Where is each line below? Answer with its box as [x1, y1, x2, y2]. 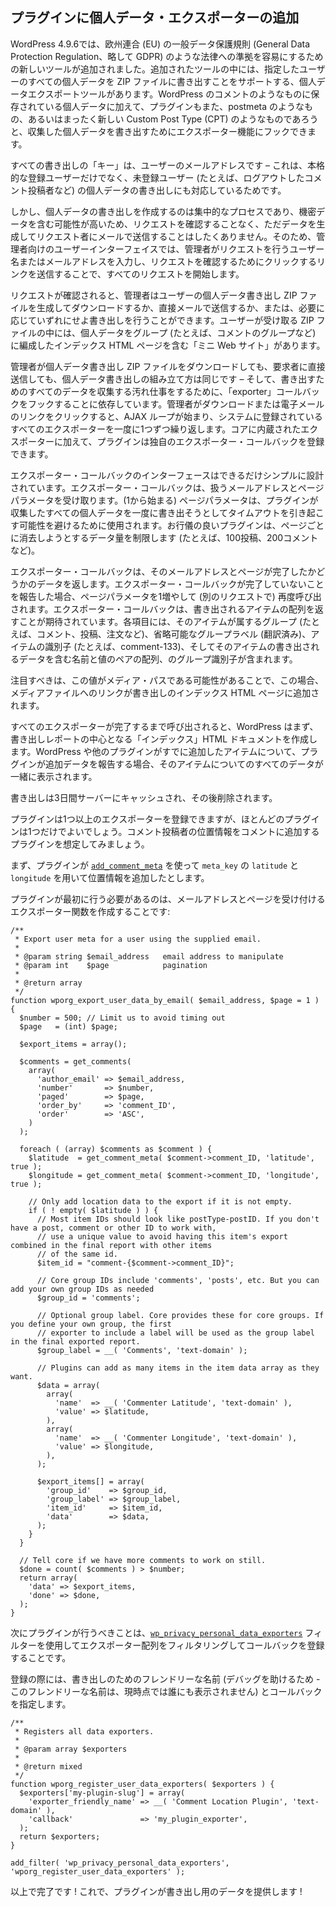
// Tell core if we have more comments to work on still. [19, 1555, 267, 1565]
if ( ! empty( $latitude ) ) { [28, 1205, 159, 1215]
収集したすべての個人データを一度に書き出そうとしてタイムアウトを [10, 506, 290, 518]
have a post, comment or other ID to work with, [10, 1223, 217, 1233]
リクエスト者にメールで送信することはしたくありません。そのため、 [36, 230, 317, 242]
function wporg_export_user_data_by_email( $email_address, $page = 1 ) [10, 995, 320, 1005]
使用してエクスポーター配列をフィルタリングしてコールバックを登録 [44, 1639, 325, 1651]
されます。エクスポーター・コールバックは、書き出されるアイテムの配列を [10, 603, 315, 615]
